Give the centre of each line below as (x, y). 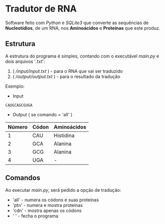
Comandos (23, 178)
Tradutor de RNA (41, 9)
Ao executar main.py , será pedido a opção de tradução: (63, 190)
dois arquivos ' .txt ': (25, 61)
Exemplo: (15, 86)
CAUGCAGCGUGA (19, 105)
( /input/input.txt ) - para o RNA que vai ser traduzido (68, 71)
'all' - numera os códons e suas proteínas (56, 200)
